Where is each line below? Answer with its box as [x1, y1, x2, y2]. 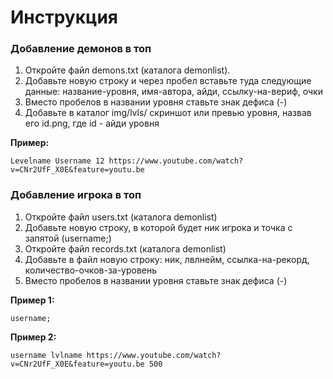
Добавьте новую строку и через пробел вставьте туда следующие [24, 75, 312, 87]
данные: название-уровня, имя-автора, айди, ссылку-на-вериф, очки [24, 86, 323, 98]
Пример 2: [10, 331, 57, 343]
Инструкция [10, 6, 118, 29]
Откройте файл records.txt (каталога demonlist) [24, 242, 227, 255]
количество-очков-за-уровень [24, 264, 158, 276]
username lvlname [10, 350, 83, 360]
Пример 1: [10, 294, 55, 306]
